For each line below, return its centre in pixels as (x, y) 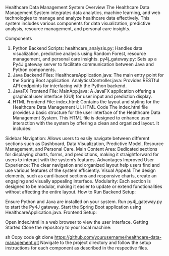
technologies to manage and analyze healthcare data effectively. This (77, 18)
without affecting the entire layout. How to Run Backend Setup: (71, 192)
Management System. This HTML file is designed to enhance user (81, 118)
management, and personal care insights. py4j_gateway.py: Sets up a (85, 59)
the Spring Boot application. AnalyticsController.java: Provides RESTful (86, 80)
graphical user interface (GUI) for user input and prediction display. (82, 96)
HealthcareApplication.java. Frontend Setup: (51, 212)
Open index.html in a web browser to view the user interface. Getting (77, 222)
